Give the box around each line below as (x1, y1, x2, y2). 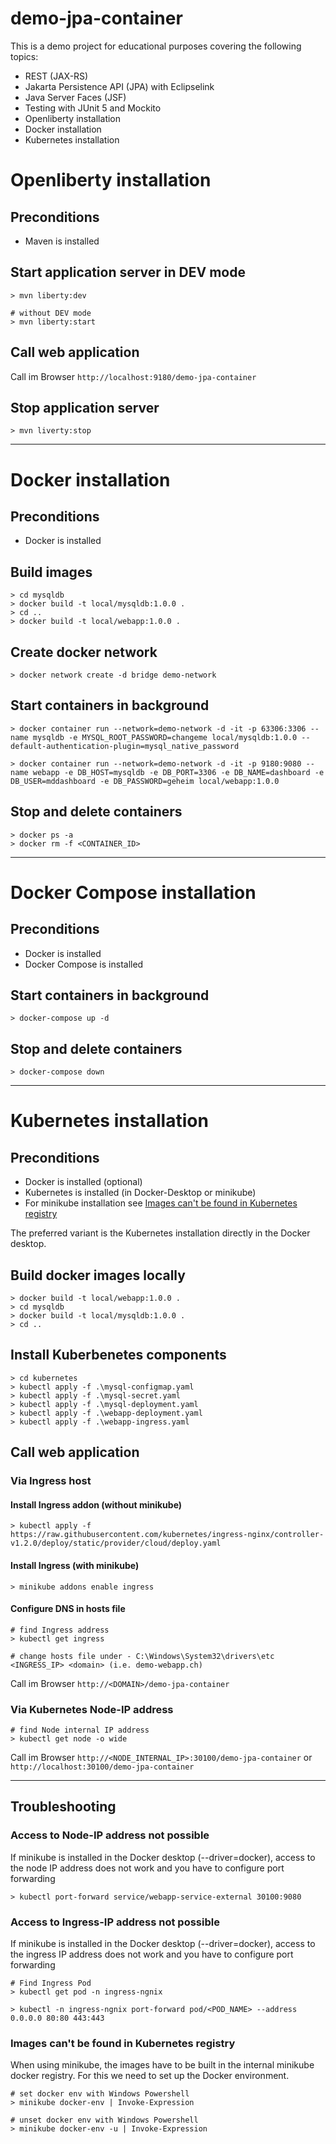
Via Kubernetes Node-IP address (10, 1702, 174, 1716)
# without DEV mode (10, 308, 92, 318)
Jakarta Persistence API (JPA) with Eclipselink (24, 80, 215, 92)
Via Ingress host (10, 1474, 92, 1488)
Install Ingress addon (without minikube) (10, 1498, 183, 1511)
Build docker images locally (10, 1267, 186, 1284)
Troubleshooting (10, 1798, 117, 1816)
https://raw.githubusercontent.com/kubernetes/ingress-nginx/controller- (10, 1530, 325, 1540)
